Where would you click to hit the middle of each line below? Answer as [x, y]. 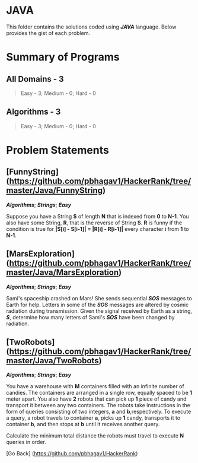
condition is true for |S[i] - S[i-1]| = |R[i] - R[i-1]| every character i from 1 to [98, 229]
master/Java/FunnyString [54, 191]
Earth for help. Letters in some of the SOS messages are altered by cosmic [97, 305]
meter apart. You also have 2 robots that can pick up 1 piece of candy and [96, 399]
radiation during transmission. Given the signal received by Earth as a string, [99, 311]
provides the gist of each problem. [48, 33]
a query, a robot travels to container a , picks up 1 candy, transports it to [93, 418]
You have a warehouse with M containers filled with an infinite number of [95, 386]
